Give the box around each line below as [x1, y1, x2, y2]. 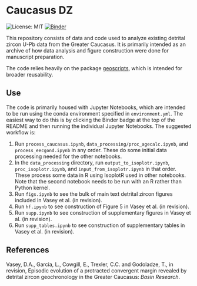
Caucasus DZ [6, 4, 74, 17]
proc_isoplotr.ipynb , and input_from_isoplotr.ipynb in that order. [14, 165, 176, 172]
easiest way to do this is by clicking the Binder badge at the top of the [6, 116, 175, 123]
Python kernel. [14, 184, 51, 191]
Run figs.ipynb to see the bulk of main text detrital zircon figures [14, 190, 173, 198]
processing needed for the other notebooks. [14, 153, 122, 160]
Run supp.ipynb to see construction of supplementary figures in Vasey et [14, 209, 191, 216]
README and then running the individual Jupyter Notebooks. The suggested [6, 122, 192, 130]
